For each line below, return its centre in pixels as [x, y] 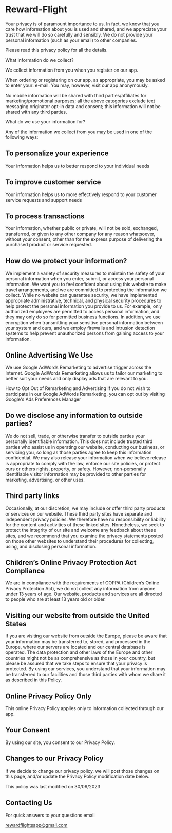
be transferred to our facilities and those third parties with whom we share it [85, 675]
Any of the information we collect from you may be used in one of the [79, 132]
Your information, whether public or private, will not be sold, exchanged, [82, 228]
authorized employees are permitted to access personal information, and [82, 312]
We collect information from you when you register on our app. [72, 70]
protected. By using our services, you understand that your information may [85, 669]
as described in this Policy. [34, 680]
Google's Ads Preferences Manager [43, 399]
